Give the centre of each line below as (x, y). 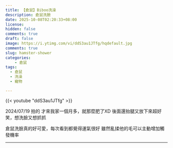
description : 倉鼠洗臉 (28, 15)
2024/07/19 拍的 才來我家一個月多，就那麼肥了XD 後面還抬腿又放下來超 (81, 111)
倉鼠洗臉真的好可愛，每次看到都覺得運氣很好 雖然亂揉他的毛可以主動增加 (83, 128)
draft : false (19, 39)
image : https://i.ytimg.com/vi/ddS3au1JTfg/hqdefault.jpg (69, 44)
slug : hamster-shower (29, 53)
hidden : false (21, 29)
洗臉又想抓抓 (32, 117)
